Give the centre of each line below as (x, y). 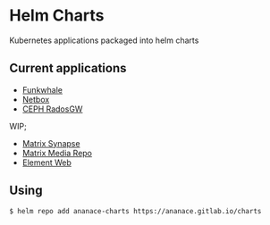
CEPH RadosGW (52, 109)
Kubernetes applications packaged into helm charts (104, 40)
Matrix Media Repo (57, 153)
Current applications (68, 68)
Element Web (46, 162)
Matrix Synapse (51, 143)
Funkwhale (42, 89)
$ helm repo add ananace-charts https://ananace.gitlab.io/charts (135, 211)
